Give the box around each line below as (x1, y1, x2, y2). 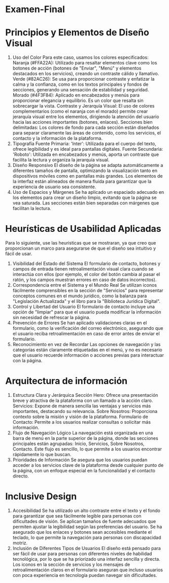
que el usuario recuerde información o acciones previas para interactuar (12, 352, 164, 358)
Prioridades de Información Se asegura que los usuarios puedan (12, 457, 148, 463)
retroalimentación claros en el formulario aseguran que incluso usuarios (12, 567, 163, 573)
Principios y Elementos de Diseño (5, 27, 150, 39)
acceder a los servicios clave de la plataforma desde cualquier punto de (12, 462, 164, 468)
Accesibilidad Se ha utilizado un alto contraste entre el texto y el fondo (12, 507, 161, 513)
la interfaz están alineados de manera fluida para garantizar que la (12, 179, 152, 185)
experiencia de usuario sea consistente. (12, 184, 96, 190)
